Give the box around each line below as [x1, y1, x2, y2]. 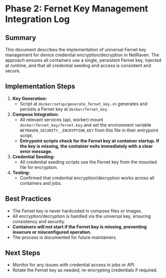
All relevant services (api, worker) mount [19, 117, 104, 123]
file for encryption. [19, 164, 58, 170]
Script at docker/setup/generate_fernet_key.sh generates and [19, 101, 148, 107]
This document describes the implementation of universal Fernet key [5, 47, 147, 52]
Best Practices [5, 195, 51, 203]
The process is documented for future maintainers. [12, 234, 117, 240]
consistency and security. [12, 218, 66, 224]
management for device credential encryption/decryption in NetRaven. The [5, 52, 160, 58]
